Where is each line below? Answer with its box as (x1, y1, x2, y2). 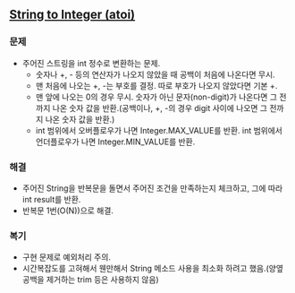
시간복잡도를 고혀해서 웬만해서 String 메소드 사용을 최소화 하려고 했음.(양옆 (21, 263, 284, 274)
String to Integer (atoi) (9, 7, 136, 22)
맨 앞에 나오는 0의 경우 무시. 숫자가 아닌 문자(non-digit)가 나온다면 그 (35, 91, 278, 102)
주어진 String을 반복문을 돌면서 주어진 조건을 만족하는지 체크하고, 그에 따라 (21, 183, 283, 194)
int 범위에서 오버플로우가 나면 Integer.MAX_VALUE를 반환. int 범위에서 (35, 125, 283, 135)
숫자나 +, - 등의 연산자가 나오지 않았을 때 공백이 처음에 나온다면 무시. (35, 69, 275, 80)
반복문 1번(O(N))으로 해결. (21, 205, 114, 216)
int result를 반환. (21, 194, 81, 204)
